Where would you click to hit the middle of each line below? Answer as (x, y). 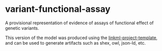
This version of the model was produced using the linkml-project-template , (81, 38)
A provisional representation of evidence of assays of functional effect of (80, 23)
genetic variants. (22, 28)
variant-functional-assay (58, 9)
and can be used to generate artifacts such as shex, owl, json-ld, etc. (76, 43)
